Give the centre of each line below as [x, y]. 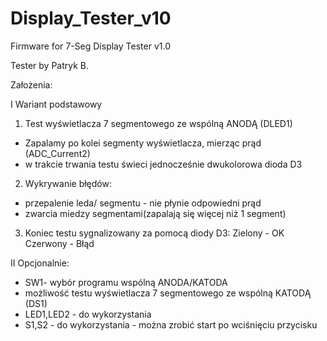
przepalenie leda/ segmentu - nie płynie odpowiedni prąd [143, 203]
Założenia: [31, 84]
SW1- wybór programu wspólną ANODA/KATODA [126, 282]
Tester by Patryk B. [50, 65]
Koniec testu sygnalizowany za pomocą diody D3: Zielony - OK [154, 233]
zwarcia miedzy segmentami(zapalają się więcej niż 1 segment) [155, 213]
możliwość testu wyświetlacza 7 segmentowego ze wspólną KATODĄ [168, 293]
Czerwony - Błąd [59, 243]
